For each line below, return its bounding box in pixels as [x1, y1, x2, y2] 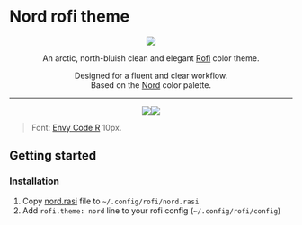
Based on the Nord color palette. [91, 79, 211, 91]
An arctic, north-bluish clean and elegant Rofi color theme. [42, 52, 260, 64]
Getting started [9, 148, 97, 163]
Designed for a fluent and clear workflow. [75, 70, 227, 81]
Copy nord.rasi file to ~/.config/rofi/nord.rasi [22, 195, 200, 206]
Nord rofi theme [9, 6, 130, 27]
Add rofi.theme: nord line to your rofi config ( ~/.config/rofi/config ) [22, 204, 281, 216]
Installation [9, 175, 60, 187]
